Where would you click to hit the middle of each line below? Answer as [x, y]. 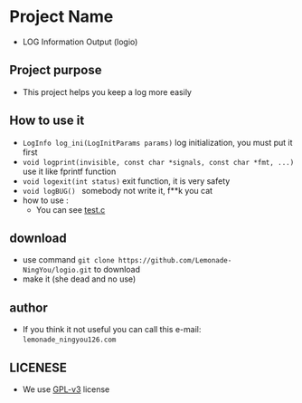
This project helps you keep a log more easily [107, 91]
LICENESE [38, 367]
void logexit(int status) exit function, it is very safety [126, 181]
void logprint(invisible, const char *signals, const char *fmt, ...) [158, 162]
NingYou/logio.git [57, 270]
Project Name [61, 17]
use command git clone [68, 260]
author [28, 307]
